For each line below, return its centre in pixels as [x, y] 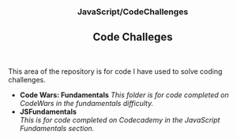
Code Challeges [133, 37]
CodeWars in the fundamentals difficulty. [87, 103]
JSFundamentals [48, 112]
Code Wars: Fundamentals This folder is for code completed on [124, 95]
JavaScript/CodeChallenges [133, 12]
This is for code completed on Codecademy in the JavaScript [120, 119]
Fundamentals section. [57, 128]
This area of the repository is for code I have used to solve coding [115, 71]
